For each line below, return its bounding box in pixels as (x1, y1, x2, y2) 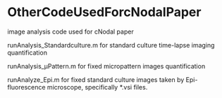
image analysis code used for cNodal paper (7, 27, 134, 36)
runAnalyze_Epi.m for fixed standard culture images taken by (7, 75, 185, 84)
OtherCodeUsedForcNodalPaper (7, 4, 202, 20)
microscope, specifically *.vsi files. (47, 83, 148, 91)
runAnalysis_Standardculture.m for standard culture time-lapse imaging (7, 41, 215, 49)
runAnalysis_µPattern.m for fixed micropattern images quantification (7, 62, 206, 70)
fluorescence (7, 83, 46, 91)
